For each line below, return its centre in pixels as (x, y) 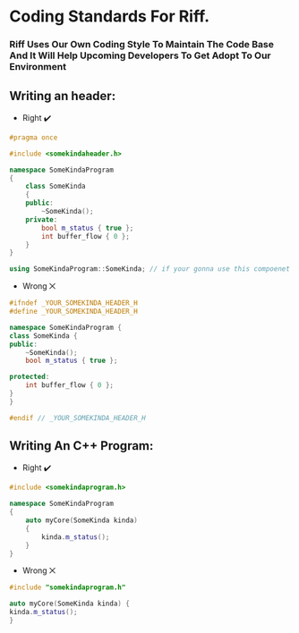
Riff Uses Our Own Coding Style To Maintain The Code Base (142, 45)
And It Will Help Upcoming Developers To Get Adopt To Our (140, 55)
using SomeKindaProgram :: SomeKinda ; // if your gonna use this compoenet (150, 269)
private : (42, 219)
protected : (30, 377)
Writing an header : (63, 96)
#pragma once (34, 137)
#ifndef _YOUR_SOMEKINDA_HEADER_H (74, 303)
